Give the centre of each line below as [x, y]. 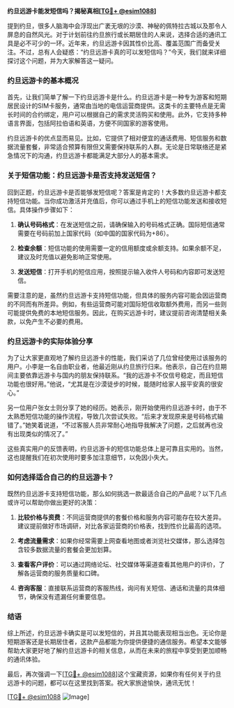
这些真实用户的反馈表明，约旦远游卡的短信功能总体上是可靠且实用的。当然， [117, 448]
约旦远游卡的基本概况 [43, 80]
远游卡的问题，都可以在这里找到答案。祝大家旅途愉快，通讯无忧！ [102, 683]
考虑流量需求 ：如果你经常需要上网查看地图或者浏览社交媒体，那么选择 [118, 541]
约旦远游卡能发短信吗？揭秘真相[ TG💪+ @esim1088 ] [82, 11]
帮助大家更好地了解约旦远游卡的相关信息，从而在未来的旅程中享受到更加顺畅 [117, 651]
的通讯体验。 [25, 659]
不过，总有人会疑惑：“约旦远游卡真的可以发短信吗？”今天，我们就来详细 [123, 52]
